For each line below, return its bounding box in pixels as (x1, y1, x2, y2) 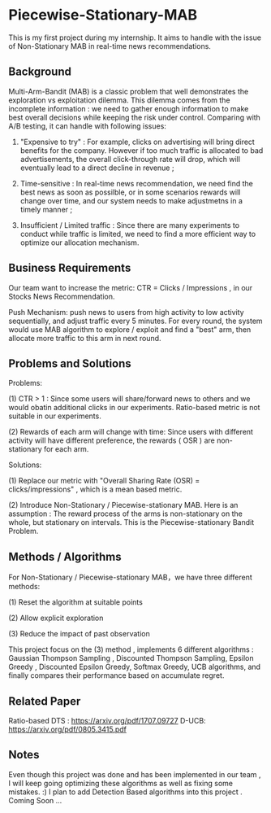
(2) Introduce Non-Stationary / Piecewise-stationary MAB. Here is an (8, 500, 239, 510)
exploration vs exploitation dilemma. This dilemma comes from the (8, 95, 230, 105)
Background (8, 65, 71, 79)
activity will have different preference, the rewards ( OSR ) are (8, 435, 215, 445)
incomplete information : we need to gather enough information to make (8, 103, 249, 113)
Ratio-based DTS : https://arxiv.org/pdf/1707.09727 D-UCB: (8, 716, 206, 725)
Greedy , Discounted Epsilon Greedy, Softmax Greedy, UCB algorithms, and (8, 662, 261, 672)
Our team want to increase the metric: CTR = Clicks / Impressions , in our (8, 282, 253, 292)
